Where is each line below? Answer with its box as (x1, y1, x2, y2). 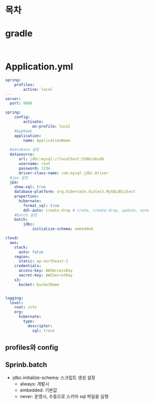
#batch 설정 (14, 213, 37, 218)
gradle (5, 28, 33, 39)
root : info (14, 305, 37, 310)
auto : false (18, 249, 44, 255)
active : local (23, 87, 53, 92)
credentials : (14, 264, 42, 269)
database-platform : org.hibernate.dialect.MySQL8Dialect (14, 189, 136, 194)
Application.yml (5, 61, 74, 73)
